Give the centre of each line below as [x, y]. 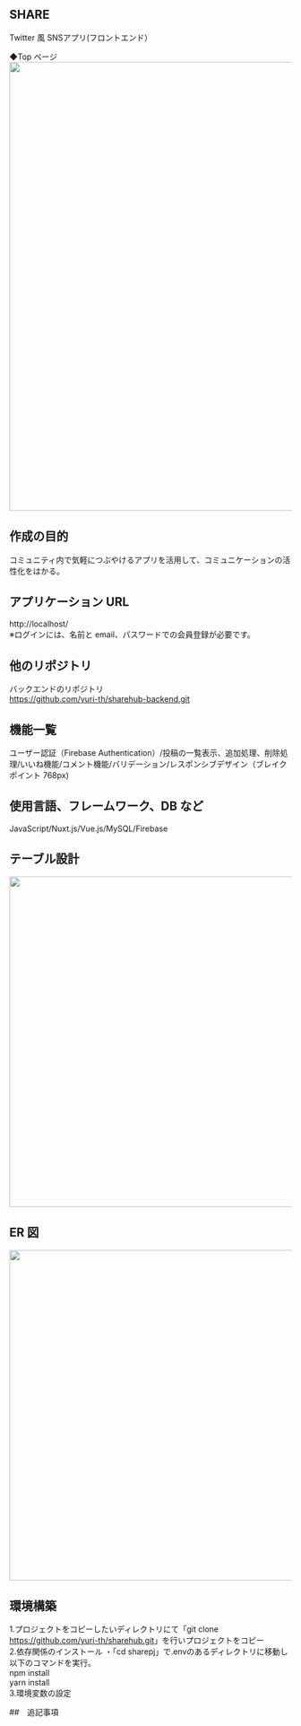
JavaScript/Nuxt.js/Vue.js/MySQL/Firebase [89, 828]
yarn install [30, 1683]
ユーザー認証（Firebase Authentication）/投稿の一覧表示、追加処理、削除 [145, 753]
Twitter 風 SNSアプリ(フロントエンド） [81, 37]
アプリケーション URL [69, 602]
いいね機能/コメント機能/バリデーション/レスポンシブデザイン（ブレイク [154, 764]
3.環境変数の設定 [40, 1693]
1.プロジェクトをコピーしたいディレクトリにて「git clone [114, 1629]
